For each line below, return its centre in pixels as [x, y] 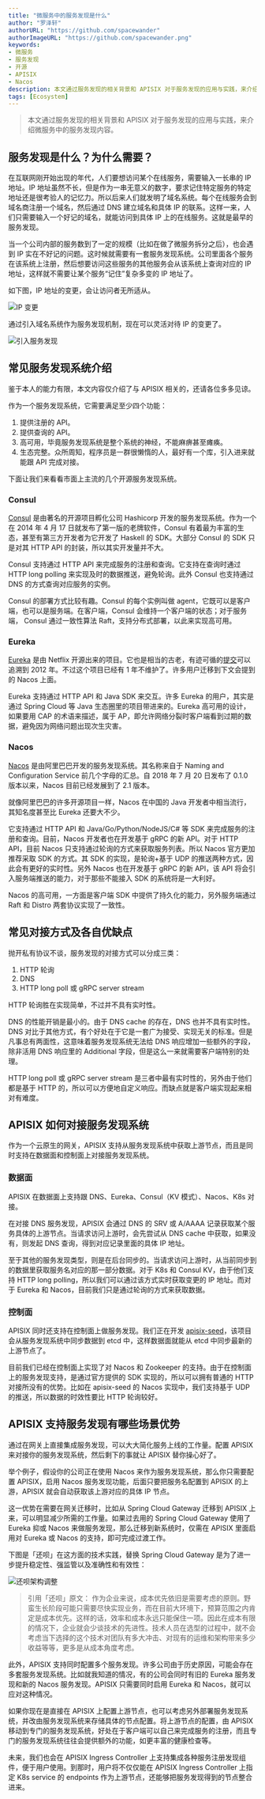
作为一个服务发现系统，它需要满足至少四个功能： [88, 405]
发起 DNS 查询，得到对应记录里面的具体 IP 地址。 [109, 1243]
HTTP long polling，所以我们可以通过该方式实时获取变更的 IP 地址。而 [131, 1279]
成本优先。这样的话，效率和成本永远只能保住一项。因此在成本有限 [149, 1618]
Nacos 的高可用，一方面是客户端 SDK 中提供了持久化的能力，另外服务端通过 [132, 895]
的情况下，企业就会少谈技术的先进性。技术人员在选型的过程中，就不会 [142, 1627]
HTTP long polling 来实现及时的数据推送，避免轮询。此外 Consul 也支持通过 [131, 574]
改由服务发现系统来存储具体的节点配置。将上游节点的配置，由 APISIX [141, 1721]
